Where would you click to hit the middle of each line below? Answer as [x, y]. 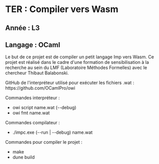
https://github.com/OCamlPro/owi [40, 88]
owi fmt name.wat [31, 113]
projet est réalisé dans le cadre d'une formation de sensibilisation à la [77, 62]
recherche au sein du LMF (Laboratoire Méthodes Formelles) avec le [76, 68]
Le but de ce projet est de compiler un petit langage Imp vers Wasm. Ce [80, 57]
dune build [24, 157]
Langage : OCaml [33, 45]
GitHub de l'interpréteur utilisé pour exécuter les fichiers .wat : [70, 83]
